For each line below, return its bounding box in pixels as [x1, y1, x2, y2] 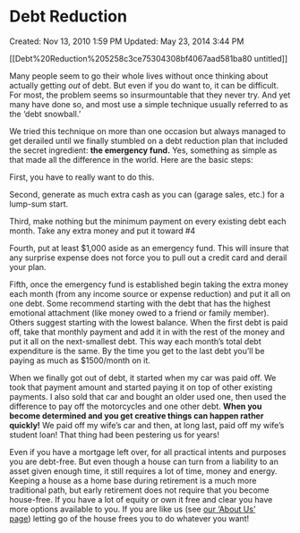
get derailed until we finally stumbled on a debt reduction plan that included [9, 135, 288, 146]
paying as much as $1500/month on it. [9, 355, 150, 366]
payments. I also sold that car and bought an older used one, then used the [9, 391, 287, 402]
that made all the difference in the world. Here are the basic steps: [9, 154, 253, 165]
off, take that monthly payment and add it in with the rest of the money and [9, 326, 285, 337]
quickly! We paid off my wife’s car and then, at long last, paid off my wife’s [9, 419, 285, 430]
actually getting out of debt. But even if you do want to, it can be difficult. [9, 80, 279, 90]
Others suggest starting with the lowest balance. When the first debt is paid [9, 317, 288, 327]
